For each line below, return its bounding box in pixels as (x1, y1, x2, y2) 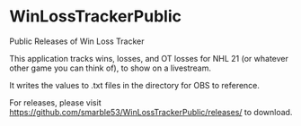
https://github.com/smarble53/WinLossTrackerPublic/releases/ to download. (9, 106, 293, 117)
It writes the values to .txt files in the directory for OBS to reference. (9, 80, 261, 90)
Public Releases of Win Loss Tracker (9, 36, 146, 46)
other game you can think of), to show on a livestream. (9, 63, 212, 73)
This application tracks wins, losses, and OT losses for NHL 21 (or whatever (9, 53, 289, 63)
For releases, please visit (9, 97, 102, 108)
